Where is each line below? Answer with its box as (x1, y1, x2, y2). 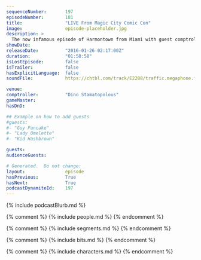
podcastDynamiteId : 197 (6, 185, 74, 191)
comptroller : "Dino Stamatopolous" (6, 92, 119, 98)
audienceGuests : (6, 152, 47, 158)
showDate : (6, 42, 31, 48)
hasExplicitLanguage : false (6, 70, 79, 76)
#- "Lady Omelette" (6, 130, 55, 136)
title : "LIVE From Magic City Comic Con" (6, 20, 151, 26)
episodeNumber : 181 (6, 14, 74, 20)
